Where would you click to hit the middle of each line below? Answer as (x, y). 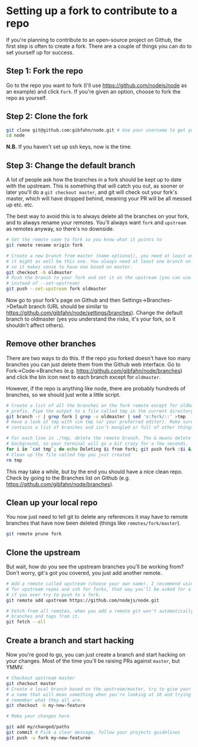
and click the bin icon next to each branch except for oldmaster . (83, 377)
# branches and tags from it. (43, 616)
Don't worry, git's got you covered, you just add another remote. (84, 573)
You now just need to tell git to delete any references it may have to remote (97, 517)
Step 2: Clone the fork (47, 117)
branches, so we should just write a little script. (63, 394)
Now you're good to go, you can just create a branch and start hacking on (96, 654)
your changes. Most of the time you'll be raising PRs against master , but (93, 661)
